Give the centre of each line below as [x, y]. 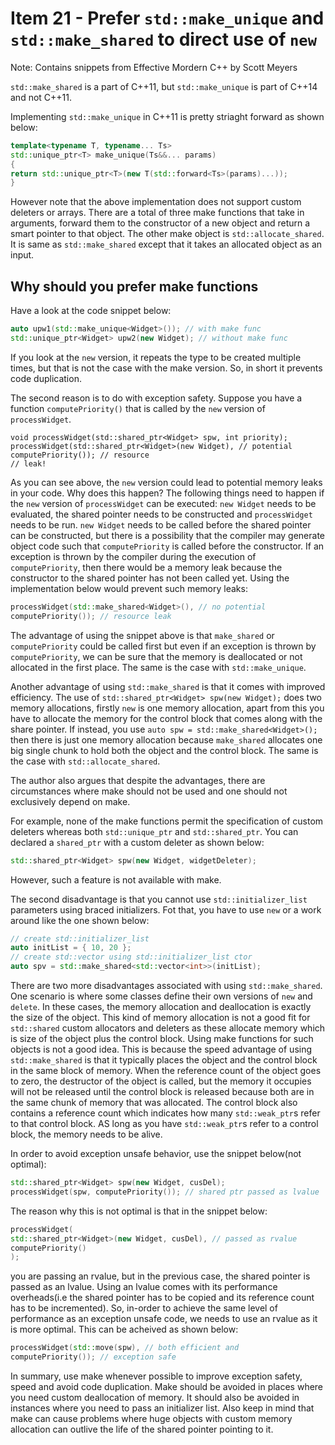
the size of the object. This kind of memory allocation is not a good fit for [160, 1017]
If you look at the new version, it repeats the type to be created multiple [156, 357]
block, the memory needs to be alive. [86, 1134]
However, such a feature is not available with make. [116, 879]
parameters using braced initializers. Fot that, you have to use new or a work [166, 909]
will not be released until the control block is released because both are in [162, 1091]
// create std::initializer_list [80, 938]
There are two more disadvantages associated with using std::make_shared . [166, 985]
